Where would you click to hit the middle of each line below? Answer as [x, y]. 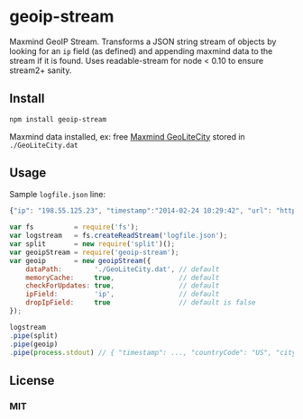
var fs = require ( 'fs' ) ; [74, 227]
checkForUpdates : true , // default [123, 286]
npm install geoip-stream [58, 119]
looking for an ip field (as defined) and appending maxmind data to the [141, 50]
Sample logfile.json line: [58, 195]
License [32, 380]
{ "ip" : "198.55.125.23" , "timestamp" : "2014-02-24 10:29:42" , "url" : [141, 211]
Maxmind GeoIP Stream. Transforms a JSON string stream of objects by [143, 41]
